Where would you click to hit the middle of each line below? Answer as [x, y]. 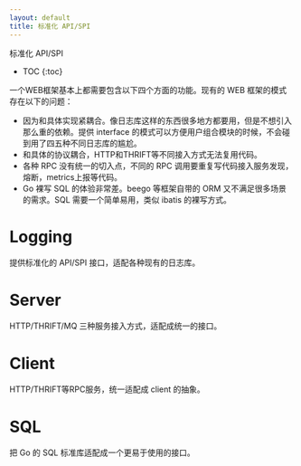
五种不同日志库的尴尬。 [98, 143]
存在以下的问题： [41, 101]
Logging [41, 237]
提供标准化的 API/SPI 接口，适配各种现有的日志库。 [105, 262]
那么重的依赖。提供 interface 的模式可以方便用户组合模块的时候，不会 [152, 131]
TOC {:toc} [42, 71]
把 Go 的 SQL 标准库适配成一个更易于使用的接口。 [103, 452]
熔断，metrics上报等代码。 [72, 176]
